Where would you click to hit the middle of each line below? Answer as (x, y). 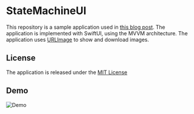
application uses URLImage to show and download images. (78, 39)
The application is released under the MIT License (67, 72)
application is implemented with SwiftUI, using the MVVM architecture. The (97, 33)
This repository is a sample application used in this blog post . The (86, 27)
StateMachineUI (46, 11)
